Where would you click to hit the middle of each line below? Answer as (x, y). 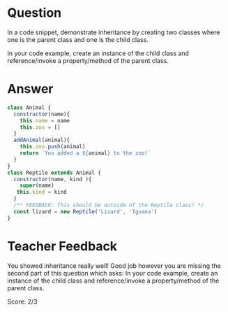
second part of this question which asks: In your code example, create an (113, 273)
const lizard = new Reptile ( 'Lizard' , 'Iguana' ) (85, 211)
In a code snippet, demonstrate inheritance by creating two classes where (114, 32)
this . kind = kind (42, 192)
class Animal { (29, 107)
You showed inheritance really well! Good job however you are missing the (114, 265)
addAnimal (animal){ (42, 140)
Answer (30, 89)
